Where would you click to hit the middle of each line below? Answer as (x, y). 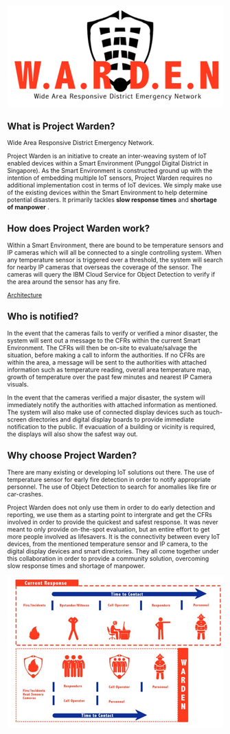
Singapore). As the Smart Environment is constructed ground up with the (110, 171)
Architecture (25, 295)
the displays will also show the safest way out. (73, 434)
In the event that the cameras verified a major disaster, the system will (106, 398)
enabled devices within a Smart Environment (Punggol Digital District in (108, 163)
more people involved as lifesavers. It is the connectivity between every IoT (114, 536)
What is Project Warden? (61, 126)
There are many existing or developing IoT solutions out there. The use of (111, 472)
